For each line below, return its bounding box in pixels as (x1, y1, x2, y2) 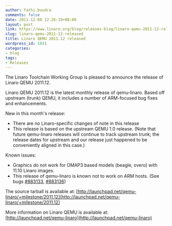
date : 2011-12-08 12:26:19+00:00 (5, 17, 77, 22)
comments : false (5, 12, 40, 17)
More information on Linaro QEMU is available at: (5, 209, 109, 216)
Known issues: (5, 152, 36, 158)
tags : (5, 55, 17, 61)
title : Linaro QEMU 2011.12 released (5, 36, 86, 42)
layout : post (5, 22, 33, 27)
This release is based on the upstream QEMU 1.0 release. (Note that (12, 126, 156, 132)
